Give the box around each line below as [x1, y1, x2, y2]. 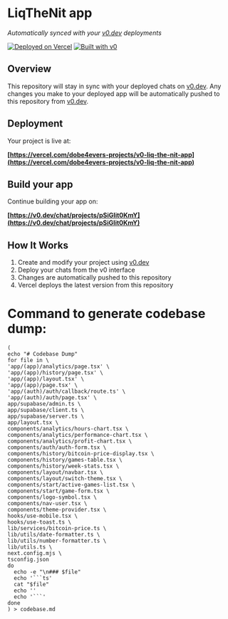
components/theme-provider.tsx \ [7, 507, 107, 514]
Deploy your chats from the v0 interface [17, 265, 135, 275]
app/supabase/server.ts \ [7, 413, 84, 420]
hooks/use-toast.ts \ [7, 519, 72, 526]
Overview [7, 63, 52, 75]
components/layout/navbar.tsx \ [7, 469, 103, 476]
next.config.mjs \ [7, 550, 62, 557]
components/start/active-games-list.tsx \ [7, 482, 135, 489]
